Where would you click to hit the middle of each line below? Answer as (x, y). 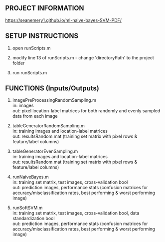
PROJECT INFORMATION (45, 8)
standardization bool (33, 219)
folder (18, 63)
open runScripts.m (31, 48)
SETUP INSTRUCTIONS (42, 36)
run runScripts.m (30, 72)
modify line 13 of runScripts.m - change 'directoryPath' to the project (83, 57)
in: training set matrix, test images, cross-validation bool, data (76, 213)
